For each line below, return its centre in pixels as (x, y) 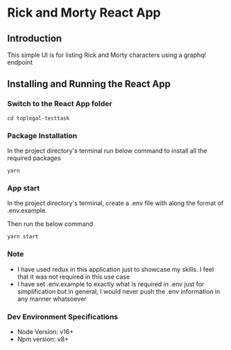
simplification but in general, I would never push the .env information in (119, 291)
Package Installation (42, 135)
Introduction (35, 38)
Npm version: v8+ (43, 339)
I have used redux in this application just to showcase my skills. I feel (115, 269)
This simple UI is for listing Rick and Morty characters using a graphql (106, 55)
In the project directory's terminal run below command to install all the (107, 150)
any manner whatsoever (52, 299)
